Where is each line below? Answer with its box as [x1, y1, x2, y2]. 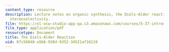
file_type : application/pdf [5, 26, 64, 31]
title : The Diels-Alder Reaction [5, 35, 75, 40]
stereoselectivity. [10, 16, 51, 21]
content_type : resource [5, 7, 55, 12]
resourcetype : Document [5, 30, 55, 35]
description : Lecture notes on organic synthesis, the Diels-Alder [5, 12, 150, 17]
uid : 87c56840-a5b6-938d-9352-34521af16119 [5, 40, 98, 45]
